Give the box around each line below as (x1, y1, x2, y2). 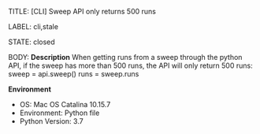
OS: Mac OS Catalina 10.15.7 (19, 100, 111, 109)
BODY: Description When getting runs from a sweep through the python (8, 53, 243, 61)
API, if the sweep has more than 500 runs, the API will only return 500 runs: (8, 61, 254, 70)
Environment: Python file (19, 108, 100, 117)
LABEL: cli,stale (8, 22, 59, 31)
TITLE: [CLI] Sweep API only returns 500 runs (8, 7, 156, 16)
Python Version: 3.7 (19, 117, 84, 125)
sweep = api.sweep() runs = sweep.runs (8, 69, 139, 78)
